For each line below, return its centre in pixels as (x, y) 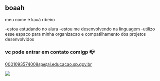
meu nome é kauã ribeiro (30, 19)
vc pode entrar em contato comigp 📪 (50, 52)
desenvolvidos (20, 39)
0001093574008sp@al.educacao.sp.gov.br (49, 64)
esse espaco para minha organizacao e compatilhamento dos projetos (75, 34)
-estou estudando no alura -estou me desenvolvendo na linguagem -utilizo (80, 29)
